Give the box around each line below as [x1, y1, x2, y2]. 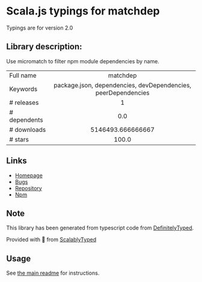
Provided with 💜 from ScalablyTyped [6, 236, 97, 243]
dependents [9, 116, 43, 124]
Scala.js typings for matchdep [6, 4, 161, 18]
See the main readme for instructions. [6, 269, 100, 277]
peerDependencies [95, 89, 150, 97]
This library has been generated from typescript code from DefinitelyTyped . [6, 224, 194, 231]
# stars [9, 135, 29, 143]
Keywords [9, 84, 38, 93]
